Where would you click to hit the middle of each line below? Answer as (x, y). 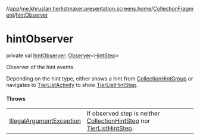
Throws (16, 98)
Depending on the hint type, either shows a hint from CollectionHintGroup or (100, 78)
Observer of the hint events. (40, 67)
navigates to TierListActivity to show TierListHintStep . (72, 85)
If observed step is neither (123, 114)
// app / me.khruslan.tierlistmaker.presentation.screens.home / (80, 9)
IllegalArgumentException (45, 121)
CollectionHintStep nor (118, 121)
